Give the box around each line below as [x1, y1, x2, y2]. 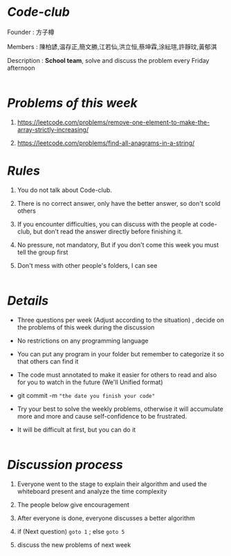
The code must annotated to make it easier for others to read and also [17, 370, 217, 378]
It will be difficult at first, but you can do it [17, 425, 136, 434]
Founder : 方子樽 [7, 28, 55, 36]
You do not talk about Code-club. [17, 186, 113, 194]
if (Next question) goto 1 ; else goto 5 [17, 527, 125, 535]
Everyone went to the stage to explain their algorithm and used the [17, 479, 207, 488]
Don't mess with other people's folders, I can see [17, 261, 158, 269]
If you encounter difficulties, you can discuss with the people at [17, 220, 198, 228]
